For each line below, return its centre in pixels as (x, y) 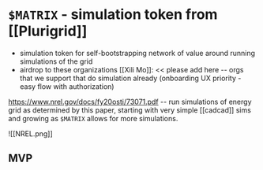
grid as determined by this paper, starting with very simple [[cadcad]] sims (130, 110)
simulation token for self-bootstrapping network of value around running (137, 53)
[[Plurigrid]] (48, 31)
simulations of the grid (56, 61)
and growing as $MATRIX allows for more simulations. (93, 118)
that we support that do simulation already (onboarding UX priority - (130, 78)
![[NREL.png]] (30, 133)
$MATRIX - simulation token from (113, 15)
